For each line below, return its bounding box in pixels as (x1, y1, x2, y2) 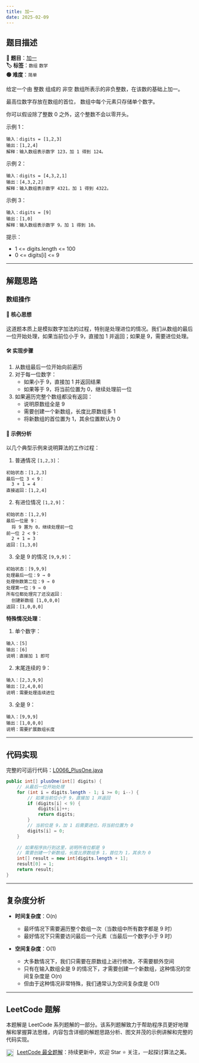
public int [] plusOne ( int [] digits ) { (6, 778, 102, 784)
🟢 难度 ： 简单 (6, 71, 37, 78)
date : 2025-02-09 (6, 14, 49, 20)
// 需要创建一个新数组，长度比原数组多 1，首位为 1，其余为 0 (17, 850, 151, 856)
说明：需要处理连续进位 (6, 690, 55, 696)
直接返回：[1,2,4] (6, 487, 47, 494)
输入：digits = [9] (6, 210, 52, 216)
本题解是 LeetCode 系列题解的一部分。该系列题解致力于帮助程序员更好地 (6, 1021, 184, 1029)
